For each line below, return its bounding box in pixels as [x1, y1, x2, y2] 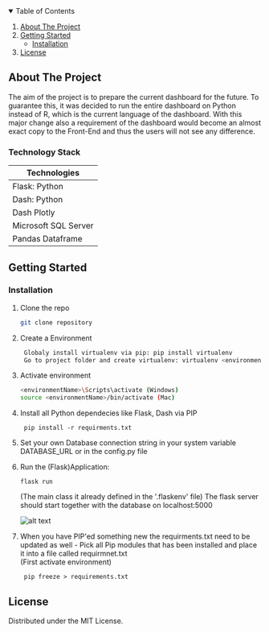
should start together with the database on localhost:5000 [19, 501, 213, 510]
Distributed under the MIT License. [8, 616, 124, 626]
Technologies [26, 167, 80, 179]
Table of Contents [15, 6, 75, 15]
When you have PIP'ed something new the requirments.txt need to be [19, 531, 251, 541]
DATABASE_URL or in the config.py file [19, 447, 148, 456]
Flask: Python [12, 181, 64, 192]
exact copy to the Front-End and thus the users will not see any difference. [8, 126, 255, 136]
